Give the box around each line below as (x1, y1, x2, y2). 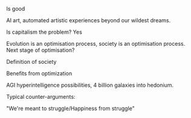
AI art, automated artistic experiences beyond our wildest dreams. (6, 17, 171, 23)
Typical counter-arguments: (6, 93, 76, 100)
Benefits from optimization (6, 70, 73, 77)
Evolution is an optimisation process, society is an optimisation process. (6, 40, 186, 47)
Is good (6, 5, 25, 12)
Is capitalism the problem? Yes (6, 28, 83, 36)
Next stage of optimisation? (6, 46, 75, 54)
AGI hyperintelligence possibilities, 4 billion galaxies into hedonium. (6, 81, 174, 88)
